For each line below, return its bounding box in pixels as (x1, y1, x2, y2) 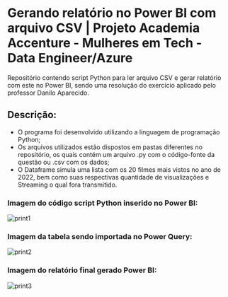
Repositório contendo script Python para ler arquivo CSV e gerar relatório (7, 73, 222, 82)
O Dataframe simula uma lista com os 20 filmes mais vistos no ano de (17, 165, 221, 174)
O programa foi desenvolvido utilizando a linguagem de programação (17, 127, 220, 136)
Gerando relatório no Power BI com (7, 5, 217, 21)
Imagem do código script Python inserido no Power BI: (7, 198, 198, 208)
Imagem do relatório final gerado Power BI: (7, 265, 157, 275)
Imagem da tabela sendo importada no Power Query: (7, 231, 193, 241)
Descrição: (7, 109, 57, 121)
